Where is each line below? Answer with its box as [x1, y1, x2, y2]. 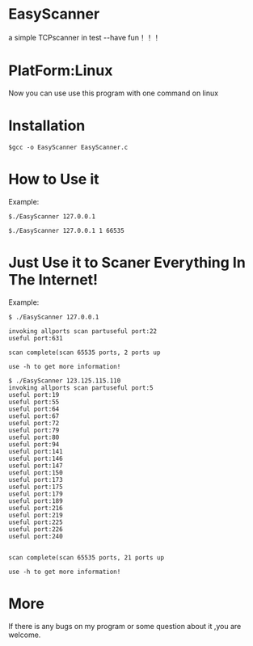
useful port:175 [8, 483, 63, 491]
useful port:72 [8, 419, 60, 427]
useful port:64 [8, 405, 60, 413]
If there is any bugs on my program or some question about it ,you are [8, 621, 242, 631]
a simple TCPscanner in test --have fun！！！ [8, 32, 161, 42]
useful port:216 [8, 504, 63, 512]
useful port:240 [8, 532, 63, 540]
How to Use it [8, 171, 99, 188]
